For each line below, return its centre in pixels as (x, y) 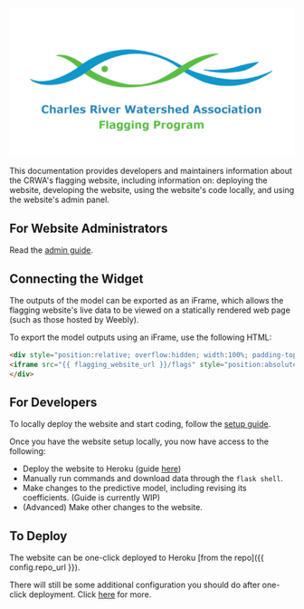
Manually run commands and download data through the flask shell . (152, 478)
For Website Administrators (89, 228)
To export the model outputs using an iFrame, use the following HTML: (141, 337)
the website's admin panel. (60, 200)
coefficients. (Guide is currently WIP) (91, 498)
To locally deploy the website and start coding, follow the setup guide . (140, 424)
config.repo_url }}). (45, 567)
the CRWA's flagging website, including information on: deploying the (138, 180)
